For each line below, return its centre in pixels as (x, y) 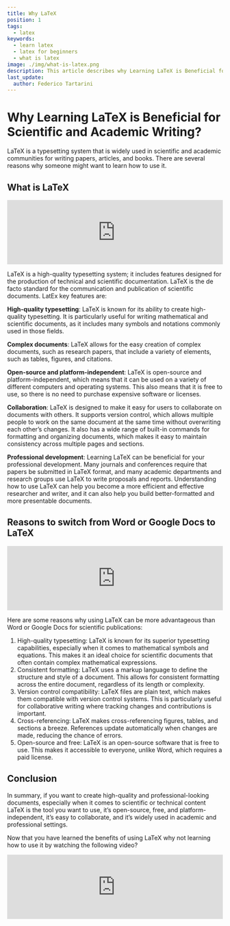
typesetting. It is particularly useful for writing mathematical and (118, 317)
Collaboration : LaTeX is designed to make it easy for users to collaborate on (115, 407)
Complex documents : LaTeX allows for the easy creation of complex (104, 344)
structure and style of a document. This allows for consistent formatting (118, 677)
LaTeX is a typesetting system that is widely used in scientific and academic (114, 151)
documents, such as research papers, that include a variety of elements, (109, 352)
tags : (15, 26)
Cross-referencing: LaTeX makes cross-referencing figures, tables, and (117, 720)
